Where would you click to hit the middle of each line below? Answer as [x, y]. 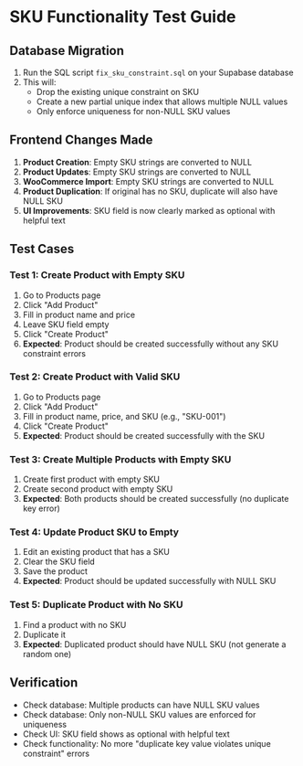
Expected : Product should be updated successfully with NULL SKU [149, 581]
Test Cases [42, 249]
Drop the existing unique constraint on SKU [117, 92]
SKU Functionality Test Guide [123, 17]
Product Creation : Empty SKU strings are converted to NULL [137, 162]
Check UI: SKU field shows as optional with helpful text [126, 734]
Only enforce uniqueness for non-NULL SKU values [133, 111]
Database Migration [67, 51]
